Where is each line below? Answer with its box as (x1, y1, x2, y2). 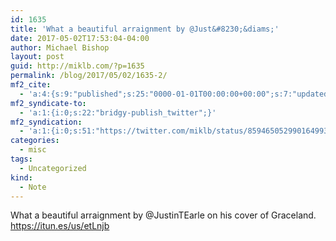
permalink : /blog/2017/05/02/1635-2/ (10, 71, 168, 81)
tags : (10, 154, 33, 164)
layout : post (10, 52, 65, 62)
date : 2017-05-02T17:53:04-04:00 (10, 33, 150, 43)
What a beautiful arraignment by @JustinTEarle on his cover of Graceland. (10, 209, 317, 221)
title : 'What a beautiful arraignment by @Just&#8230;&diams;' (10, 24, 280, 34)
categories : (10, 136, 60, 146)
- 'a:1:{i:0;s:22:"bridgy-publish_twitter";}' (19, 107, 217, 118)
